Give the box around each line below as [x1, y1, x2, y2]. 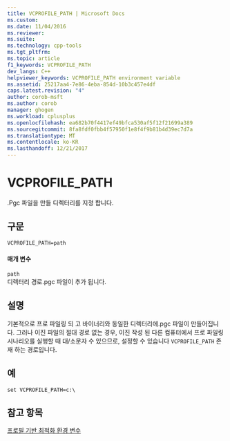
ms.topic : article [7, 55, 60, 62]
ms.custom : [7, 17, 39, 24]
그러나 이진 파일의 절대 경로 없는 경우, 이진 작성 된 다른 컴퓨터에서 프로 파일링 [16, 328, 224, 336]
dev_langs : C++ [7, 68, 51, 75]
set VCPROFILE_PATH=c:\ [7, 386, 76, 393]
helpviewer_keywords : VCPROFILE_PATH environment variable [7, 74, 181, 82]
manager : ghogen [7, 106, 54, 113]
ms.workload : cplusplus [7, 113, 76, 120]
